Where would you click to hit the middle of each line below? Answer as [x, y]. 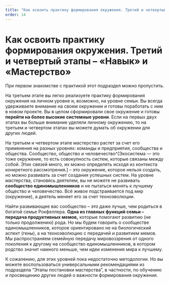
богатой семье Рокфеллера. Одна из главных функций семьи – [75, 212]
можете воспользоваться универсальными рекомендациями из [75, 265]
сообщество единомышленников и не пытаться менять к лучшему [79, 186]
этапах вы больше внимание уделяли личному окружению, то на [76, 122]
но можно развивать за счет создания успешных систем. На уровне [79, 175]
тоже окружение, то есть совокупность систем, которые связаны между [84, 159]
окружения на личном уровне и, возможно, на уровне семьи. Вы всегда [84, 101]
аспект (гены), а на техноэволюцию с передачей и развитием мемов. [81, 233]
